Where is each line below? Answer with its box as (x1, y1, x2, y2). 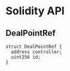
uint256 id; (11, 54, 41, 60)
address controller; (11, 49, 62, 55)
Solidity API (5, 4, 65, 18)
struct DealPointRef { (5, 44, 62, 50)
